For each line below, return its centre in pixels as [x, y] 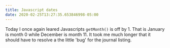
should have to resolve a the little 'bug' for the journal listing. [69, 40]
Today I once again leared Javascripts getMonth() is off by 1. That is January [85, 29]
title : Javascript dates [31, 10]
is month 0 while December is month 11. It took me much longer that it [78, 34]
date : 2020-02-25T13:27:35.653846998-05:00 [52, 15]
